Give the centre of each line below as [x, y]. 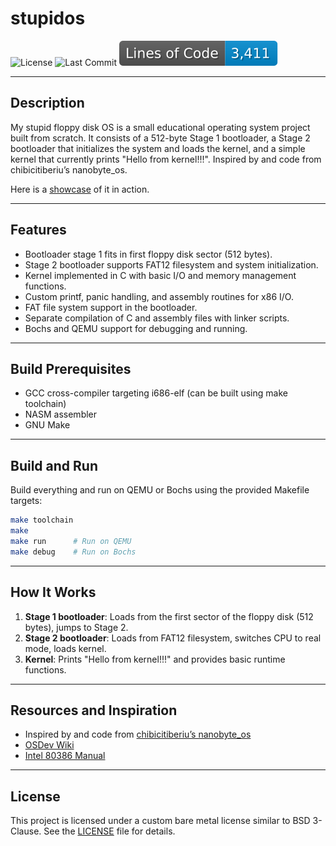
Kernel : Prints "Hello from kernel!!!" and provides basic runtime [155, 659]
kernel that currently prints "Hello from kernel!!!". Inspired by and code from [166, 159]
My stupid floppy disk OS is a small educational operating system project [160, 127]
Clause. [26, 831]
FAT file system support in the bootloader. [111, 307]
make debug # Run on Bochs [73, 552]
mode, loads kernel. [65, 648]
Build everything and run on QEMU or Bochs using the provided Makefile [160, 490]
